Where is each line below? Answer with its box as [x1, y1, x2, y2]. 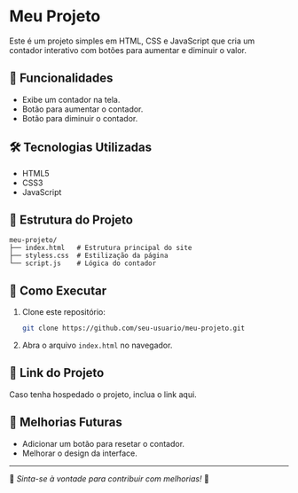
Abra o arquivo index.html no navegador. [21, 340, 173, 351]
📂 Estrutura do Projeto [9, 212, 133, 227]
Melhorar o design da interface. [21, 448, 137, 458]
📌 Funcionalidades [9, 71, 114, 86]
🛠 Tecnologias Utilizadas [9, 140, 153, 155]
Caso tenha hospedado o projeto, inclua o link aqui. [9, 388, 197, 400]
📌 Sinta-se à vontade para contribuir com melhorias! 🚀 [9, 473, 210, 484]
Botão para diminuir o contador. [21, 113, 138, 123]
